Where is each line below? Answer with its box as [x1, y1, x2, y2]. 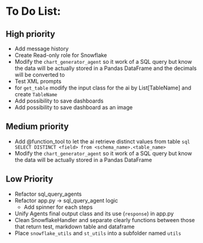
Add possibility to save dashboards [14, 97, 104, 104]
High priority [6, 29, 56, 39]
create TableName [14, 91, 58, 98]
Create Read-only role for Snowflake [14, 52, 107, 59]
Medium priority [6, 121, 69, 132]
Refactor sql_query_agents [14, 190, 82, 198]
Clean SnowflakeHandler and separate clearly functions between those [14, 216, 195, 223]
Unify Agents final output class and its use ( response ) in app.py [14, 210, 174, 217]
